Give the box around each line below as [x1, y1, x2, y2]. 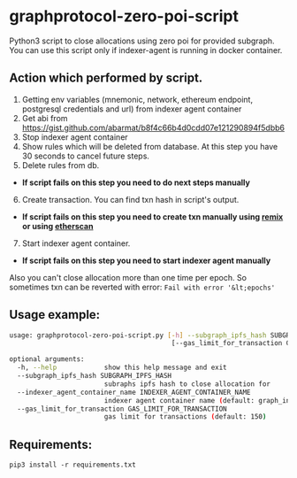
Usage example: [9, 307, 101, 322]
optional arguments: [9, 355, 86, 364]
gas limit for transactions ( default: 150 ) [103, 412, 267, 421]
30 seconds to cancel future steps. [21, 150, 150, 161]
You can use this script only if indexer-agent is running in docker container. [9, 44, 283, 55]
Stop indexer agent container [21, 131, 128, 143]
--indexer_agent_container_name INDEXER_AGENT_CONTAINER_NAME [17, 388, 251, 397]
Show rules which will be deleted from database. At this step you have [21, 141, 278, 151]
